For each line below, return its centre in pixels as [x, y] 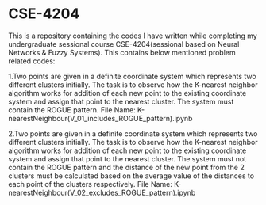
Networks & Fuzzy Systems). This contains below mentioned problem [122, 52]
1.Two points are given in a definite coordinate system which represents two [132, 76]
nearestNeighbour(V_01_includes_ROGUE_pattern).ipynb [100, 118]
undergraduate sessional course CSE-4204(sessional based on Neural [124, 44]
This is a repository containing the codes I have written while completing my [133, 36]
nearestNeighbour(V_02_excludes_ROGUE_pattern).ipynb [102, 192]
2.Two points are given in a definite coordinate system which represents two [133, 133]
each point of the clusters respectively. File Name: [90, 184]
